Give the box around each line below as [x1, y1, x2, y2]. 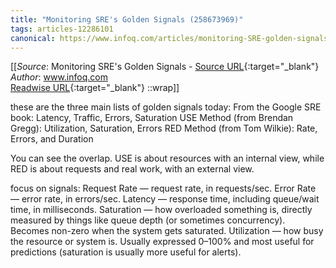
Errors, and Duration [10, 133, 94, 145]
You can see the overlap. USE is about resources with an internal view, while [10, 152, 325, 165]
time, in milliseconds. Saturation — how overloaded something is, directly [10, 204, 313, 216]
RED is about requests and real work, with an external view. [10, 163, 255, 175]
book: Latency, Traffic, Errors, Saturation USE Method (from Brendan [10, 112, 294, 124]
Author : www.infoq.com [10, 71, 108, 83]
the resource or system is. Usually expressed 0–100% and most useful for [10, 236, 315, 248]
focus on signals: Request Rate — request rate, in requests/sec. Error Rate [10, 182, 317, 195]
